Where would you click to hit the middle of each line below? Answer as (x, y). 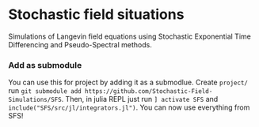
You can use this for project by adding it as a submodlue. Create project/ (128, 82)
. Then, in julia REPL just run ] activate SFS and (140, 99)
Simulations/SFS (35, 100)
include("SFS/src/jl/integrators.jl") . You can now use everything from (129, 107)
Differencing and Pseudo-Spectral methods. (80, 44)
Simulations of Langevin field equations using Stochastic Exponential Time (129, 36)
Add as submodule (45, 65)
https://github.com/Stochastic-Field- (149, 92)
